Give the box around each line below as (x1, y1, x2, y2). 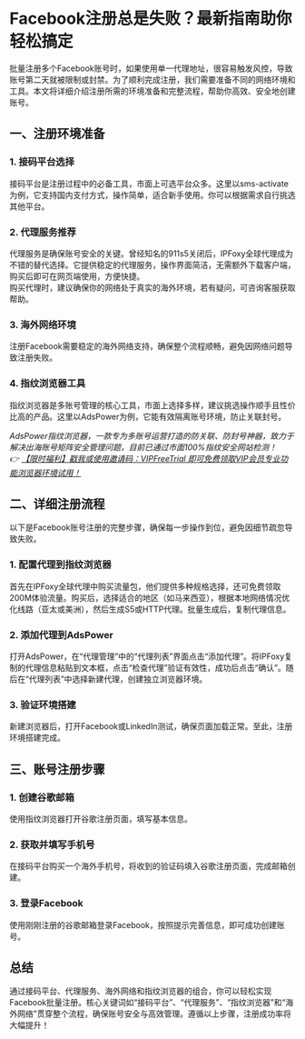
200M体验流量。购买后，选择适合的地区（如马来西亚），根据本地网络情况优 (9, 592, 290, 603)
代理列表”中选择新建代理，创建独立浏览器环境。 (28, 674, 208, 684)
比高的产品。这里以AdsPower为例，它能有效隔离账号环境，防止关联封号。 (9, 411, 287, 422)
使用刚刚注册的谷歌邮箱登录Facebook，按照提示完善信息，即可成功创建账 (9, 919, 285, 930)
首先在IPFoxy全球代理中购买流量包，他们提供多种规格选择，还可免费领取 (9, 581, 281, 592)
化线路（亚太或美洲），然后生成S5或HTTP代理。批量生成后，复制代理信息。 (9, 604, 291, 614)
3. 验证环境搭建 (9, 698, 77, 711)
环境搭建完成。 (9, 733, 65, 744)
